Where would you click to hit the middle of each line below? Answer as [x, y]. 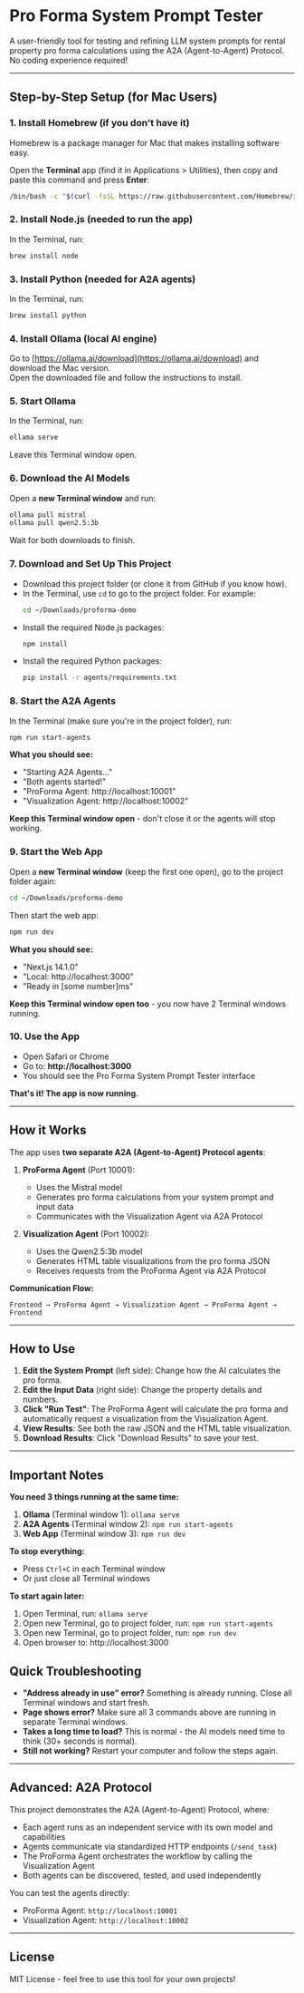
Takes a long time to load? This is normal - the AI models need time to [154, 1732]
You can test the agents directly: [70, 1892]
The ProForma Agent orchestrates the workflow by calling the [138, 1856]
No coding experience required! [69, 60]
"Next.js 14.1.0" [50, 967]
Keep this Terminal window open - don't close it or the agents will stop [142, 819]
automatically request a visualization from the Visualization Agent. [145, 1419]
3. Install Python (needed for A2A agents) [103, 279]
